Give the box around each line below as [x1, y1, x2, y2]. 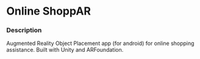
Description [6, 26, 42, 35]
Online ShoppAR [6, 4, 91, 18]
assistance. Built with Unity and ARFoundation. [6, 46, 124, 54]
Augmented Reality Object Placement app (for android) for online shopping [6, 40, 195, 47]
